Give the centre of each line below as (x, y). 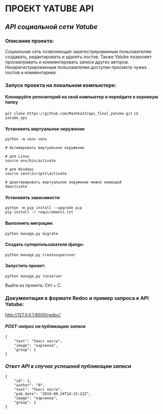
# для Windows (20, 170)
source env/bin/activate (30, 161)
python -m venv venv (26, 139)
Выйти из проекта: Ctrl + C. (34, 285)
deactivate (16, 187)
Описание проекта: (29, 41)
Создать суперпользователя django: (45, 244)
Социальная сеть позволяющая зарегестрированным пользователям (78, 51)
